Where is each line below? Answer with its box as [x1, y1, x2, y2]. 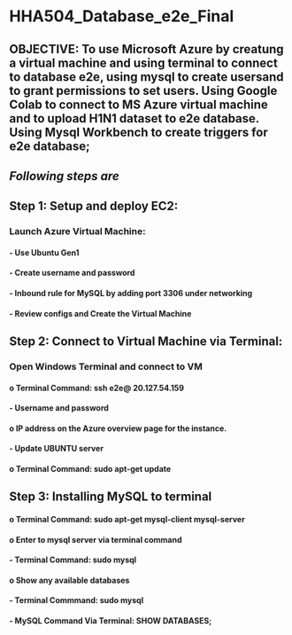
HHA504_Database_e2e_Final [9, 6, 234, 27]
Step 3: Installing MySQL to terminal [9, 490, 212, 505]
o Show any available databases [9, 575, 130, 585]
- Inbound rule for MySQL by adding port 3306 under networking [9, 288, 253, 299]
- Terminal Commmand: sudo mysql [9, 595, 144, 606]
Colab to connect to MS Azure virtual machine [9, 97, 268, 112]
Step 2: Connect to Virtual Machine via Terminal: [9, 334, 283, 349]
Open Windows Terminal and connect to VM [9, 360, 204, 372]
